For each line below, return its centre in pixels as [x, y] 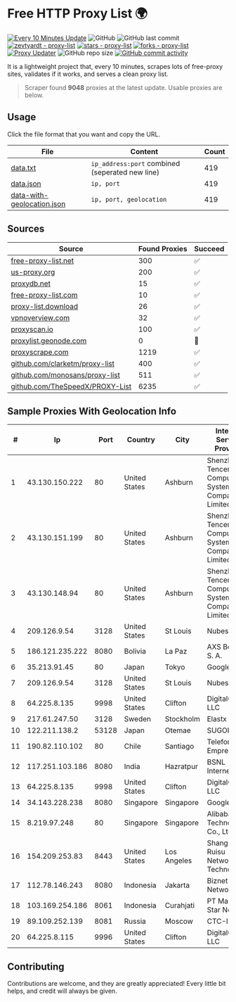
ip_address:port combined [136, 163]
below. [34, 95]
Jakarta [177, 885]
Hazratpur [182, 766]
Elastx [217, 719]
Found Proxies [163, 248]
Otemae [178, 730]
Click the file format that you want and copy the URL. [84, 134]
